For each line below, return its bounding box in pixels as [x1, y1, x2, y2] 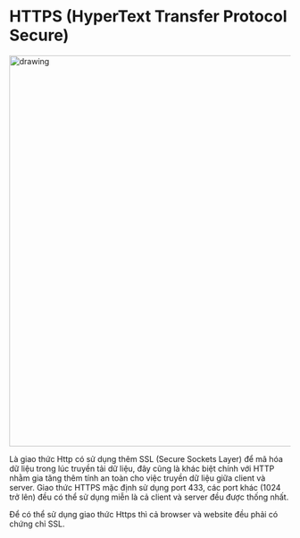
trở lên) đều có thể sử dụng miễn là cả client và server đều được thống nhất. [9, 492, 289, 502]
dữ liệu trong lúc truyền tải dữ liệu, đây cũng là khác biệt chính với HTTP [9, 463, 275, 474]
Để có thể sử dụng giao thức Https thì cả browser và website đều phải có [9, 509, 279, 519]
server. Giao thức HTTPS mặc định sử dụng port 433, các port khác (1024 [9, 482, 281, 492]
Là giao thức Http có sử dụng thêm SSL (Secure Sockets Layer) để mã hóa [9, 453, 284, 464]
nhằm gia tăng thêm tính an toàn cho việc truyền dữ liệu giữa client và [9, 472, 266, 483]
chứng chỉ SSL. [9, 518, 65, 529]
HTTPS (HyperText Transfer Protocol [9, 6, 287, 27]
